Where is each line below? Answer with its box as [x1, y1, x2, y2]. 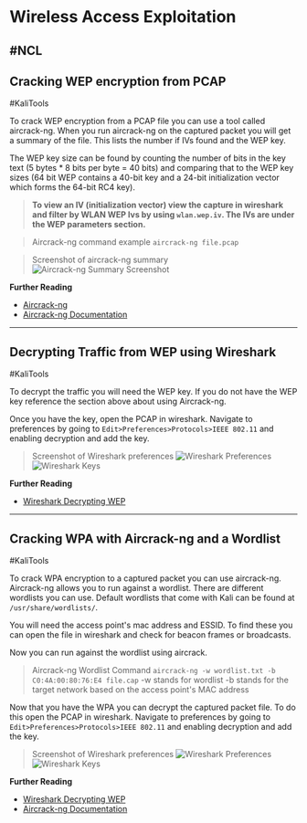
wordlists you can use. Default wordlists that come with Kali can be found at [9, 592, 295, 604]
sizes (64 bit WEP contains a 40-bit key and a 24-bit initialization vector [9, 172, 281, 184]
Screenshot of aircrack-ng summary [31, 254, 169, 266]
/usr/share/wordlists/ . [9, 602, 99, 613]
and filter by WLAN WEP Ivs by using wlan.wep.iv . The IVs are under [31, 209, 295, 220]
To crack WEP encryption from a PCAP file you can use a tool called [9, 116, 266, 127]
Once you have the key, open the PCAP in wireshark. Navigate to [9, 414, 253, 425]
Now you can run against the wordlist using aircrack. [9, 647, 207, 659]
